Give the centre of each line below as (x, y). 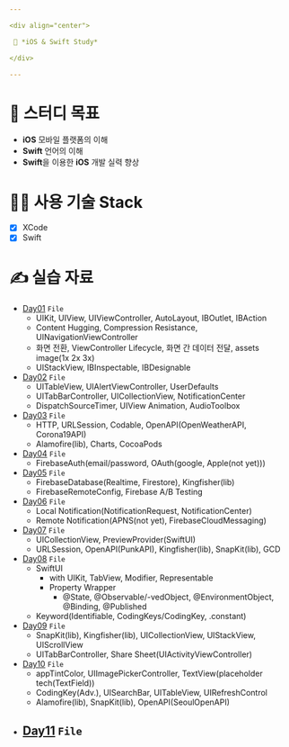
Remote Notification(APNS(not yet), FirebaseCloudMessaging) (151, 521)
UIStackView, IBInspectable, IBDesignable (113, 368)
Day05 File (44, 472)
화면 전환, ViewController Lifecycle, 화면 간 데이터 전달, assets (148, 348)
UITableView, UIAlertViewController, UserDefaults (127, 387)
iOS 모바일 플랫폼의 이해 (65, 139)
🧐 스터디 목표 (55, 113)
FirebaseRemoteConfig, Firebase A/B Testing (119, 492)
